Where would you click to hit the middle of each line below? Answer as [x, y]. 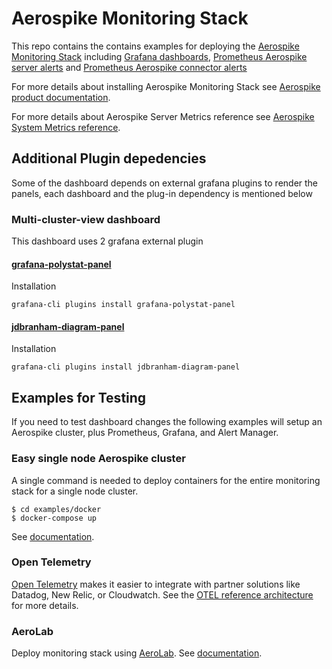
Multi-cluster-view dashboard [86, 219]
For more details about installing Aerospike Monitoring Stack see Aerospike [166, 86]
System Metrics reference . [66, 127]
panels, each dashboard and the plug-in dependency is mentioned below [162, 193]
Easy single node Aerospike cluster [98, 459]
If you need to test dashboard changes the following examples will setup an [167, 422]
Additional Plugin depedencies [109, 158]
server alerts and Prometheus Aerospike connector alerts [129, 67]
